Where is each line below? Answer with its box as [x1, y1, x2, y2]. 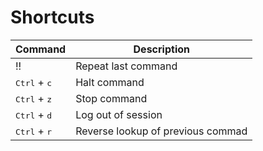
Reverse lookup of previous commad [75, 124, 248, 138]
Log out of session [75, 107, 163, 121]
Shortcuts [10, 6, 95, 29]
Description [133, 42, 190, 56]
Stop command [75, 91, 148, 105]
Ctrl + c [15, 75, 53, 89]
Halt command [75, 75, 145, 89]
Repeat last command [75, 59, 178, 73]
